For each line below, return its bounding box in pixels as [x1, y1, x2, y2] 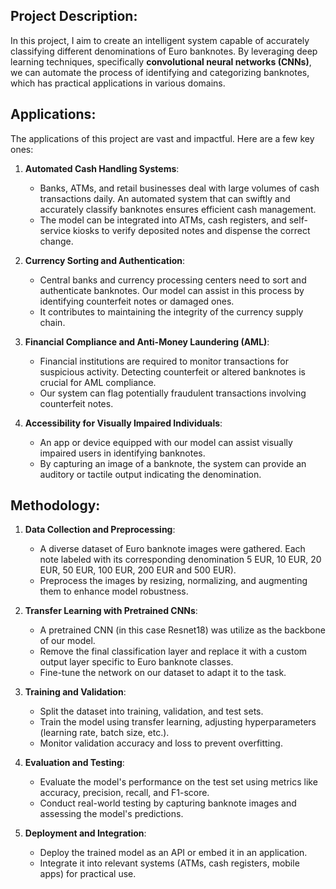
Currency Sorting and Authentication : [24, 254, 186, 266]
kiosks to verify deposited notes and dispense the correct [72, 224, 311, 236]
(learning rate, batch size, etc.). [39, 727, 170, 739]
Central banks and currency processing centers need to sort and [39, 274, 307, 286]
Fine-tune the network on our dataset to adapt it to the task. [39, 667, 287, 679]
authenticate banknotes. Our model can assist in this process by [39, 284, 305, 296]
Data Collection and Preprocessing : [24, 524, 176, 536]
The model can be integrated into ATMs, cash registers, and [39, 214, 287, 226]
